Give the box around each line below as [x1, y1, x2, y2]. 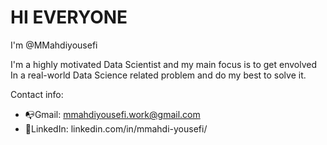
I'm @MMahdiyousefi [10, 39, 98, 51]
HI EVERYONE [10, 6, 128, 29]
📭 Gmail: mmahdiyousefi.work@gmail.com [24, 108, 201, 120]
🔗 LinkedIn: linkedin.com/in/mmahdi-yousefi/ [24, 122, 208, 135]
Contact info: [10, 88, 64, 100]
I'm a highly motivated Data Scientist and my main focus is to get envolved [10, 58, 318, 70]
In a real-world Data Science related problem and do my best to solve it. [10, 69, 307, 81]
